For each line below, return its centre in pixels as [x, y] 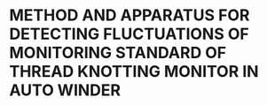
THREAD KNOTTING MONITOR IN [134, 72]
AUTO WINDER [65, 90]
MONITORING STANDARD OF [118, 53]
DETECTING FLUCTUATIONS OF [130, 34]
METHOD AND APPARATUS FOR [130, 15]
